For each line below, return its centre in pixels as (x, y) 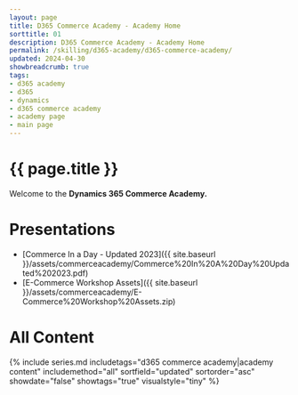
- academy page (37, 117)
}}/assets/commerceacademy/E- (82, 292)
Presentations (62, 230)
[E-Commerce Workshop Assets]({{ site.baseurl (110, 282)
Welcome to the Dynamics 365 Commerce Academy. (108, 193)
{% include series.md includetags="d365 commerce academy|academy (141, 362)
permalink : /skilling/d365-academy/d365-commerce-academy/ (121, 51)
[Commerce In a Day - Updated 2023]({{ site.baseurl (119, 254)
